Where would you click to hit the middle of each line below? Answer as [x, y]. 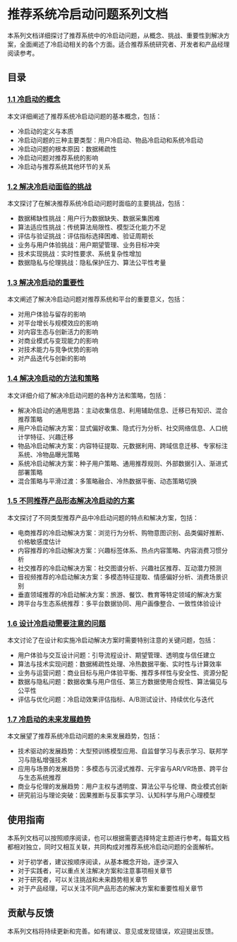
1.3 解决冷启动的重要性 [46, 282]
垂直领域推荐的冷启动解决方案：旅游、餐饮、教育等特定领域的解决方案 [120, 594]
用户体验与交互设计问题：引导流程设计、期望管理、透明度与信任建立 [116, 655]
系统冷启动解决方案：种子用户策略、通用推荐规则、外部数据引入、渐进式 [122, 463]
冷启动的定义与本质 [45, 131]
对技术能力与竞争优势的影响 [58, 350]
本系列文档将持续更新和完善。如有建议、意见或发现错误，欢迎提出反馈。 [112, 931]
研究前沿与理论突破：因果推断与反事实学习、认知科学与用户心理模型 [116, 795]
